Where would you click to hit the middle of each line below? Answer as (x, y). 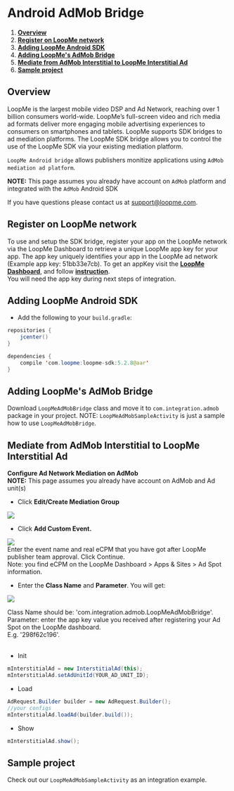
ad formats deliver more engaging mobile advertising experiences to (106, 124)
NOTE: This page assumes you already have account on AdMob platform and (117, 181)
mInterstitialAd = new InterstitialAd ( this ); (75, 669)
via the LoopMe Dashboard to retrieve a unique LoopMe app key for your (113, 248)
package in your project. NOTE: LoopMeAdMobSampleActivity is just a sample (116, 416)
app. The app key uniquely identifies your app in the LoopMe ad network (112, 256)
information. (25, 572)
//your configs (30, 708)
